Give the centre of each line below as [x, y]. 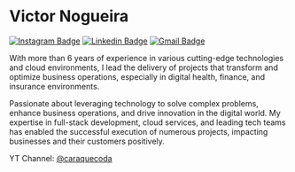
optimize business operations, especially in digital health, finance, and [137, 76]
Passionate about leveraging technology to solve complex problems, [134, 103]
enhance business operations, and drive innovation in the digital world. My [145, 113]
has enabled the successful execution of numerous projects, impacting [139, 131]
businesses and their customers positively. [87, 141]
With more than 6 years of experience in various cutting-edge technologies [147, 58]
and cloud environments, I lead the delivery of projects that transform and [144, 67]
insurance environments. [54, 86]
